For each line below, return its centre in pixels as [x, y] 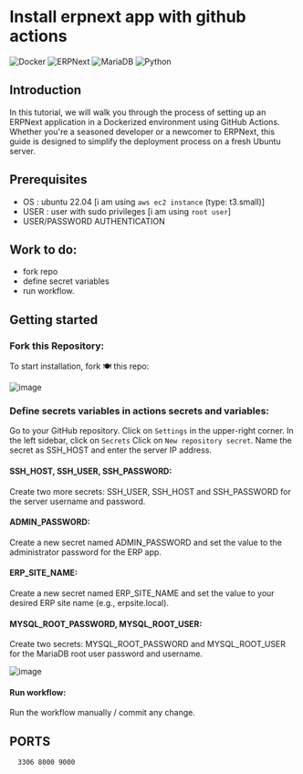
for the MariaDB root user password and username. [106, 654]
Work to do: [43, 250]
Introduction [46, 90]
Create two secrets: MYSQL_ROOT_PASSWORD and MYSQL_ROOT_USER [147, 644]
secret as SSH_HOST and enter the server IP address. [111, 450]
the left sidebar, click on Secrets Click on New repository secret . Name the [151, 441]
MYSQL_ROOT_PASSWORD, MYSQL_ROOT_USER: [106, 623]
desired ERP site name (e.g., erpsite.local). [89, 602]
